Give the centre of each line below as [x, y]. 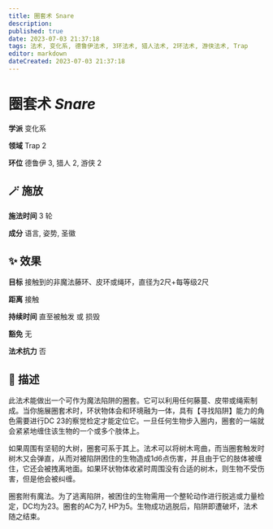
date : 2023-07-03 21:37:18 [54, 39]
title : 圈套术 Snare [41, 16]
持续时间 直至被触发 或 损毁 [54, 317]
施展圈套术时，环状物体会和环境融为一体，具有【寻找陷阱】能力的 [147, 411]
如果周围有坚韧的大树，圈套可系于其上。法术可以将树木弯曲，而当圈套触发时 [136, 448]
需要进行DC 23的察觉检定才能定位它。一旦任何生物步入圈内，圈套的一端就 [140, 421]
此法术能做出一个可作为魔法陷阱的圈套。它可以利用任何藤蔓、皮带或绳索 [129, 400]
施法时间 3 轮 [30, 216]
